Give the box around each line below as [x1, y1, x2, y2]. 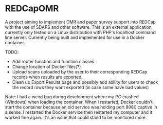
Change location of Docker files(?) [12, 64, 81, 70]
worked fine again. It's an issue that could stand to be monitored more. [5, 114, 147, 120]
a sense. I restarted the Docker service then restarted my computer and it [5, 109, 152, 115]
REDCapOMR [5, 3, 59, 14]
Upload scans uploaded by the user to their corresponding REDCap [12, 69, 147, 74]
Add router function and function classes [12, 58, 94, 64]
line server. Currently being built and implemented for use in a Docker [5, 35, 145, 40]
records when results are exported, [12, 74, 83, 80]
